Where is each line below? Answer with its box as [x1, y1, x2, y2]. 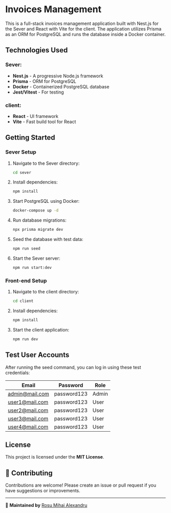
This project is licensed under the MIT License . [5, 454, 104, 460]
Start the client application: [12, 326, 70, 333]
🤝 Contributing [5, 469, 53, 477]
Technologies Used [5, 46, 68, 54]
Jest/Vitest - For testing [12, 89, 64, 95]
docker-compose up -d [12, 208, 59, 213]
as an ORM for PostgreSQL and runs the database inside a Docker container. [5, 31, 166, 37]
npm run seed [12, 246, 41, 251]
